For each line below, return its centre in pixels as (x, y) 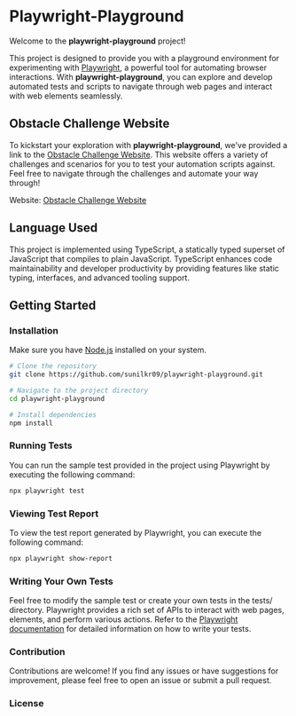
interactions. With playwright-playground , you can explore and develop (141, 76)
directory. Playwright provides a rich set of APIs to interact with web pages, (147, 610)
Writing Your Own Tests (61, 581)
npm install (31, 423)
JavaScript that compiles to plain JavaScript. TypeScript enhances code (141, 258)
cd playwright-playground (57, 398)
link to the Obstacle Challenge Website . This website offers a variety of (139, 154)
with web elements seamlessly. (66, 96)
